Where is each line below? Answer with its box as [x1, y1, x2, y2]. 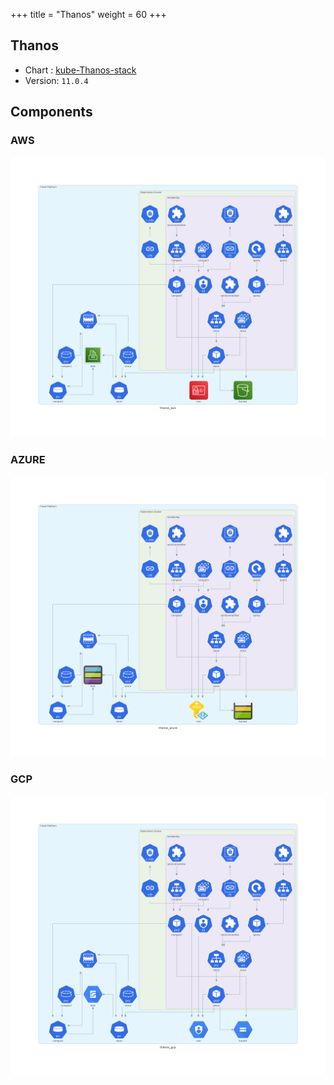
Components [10, 104, 93, 121]
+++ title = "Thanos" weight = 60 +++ [10, 9, 167, 20]
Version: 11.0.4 [24, 74, 89, 86]
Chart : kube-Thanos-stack [24, 64, 137, 76]
